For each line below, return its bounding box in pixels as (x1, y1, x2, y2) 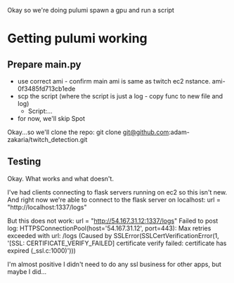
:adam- (168, 128, 190, 136)
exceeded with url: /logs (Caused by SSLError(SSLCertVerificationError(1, (7, 231, 219, 239)
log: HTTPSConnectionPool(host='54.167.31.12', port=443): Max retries (7, 224, 212, 232)
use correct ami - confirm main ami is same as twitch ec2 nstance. (17, 77, 211, 85)
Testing (7, 156, 41, 168)
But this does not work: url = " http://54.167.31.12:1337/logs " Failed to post (7, 216, 219, 225)
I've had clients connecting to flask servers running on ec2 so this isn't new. (7, 187, 227, 196)
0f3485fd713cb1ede (17, 84, 76, 93)
